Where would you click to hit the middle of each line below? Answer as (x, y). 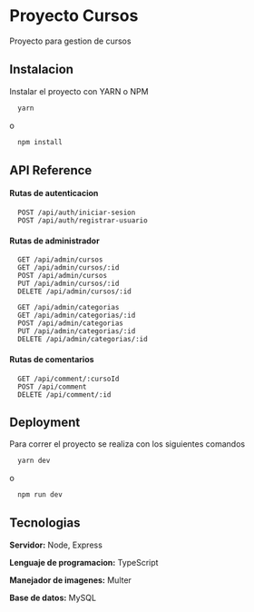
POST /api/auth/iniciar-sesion (77, 213)
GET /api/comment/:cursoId (68, 379)
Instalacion (42, 69)
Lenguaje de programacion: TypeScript (84, 562)
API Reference (51, 170)
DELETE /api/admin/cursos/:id (74, 291)
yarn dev (34, 461)
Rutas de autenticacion (54, 193)
